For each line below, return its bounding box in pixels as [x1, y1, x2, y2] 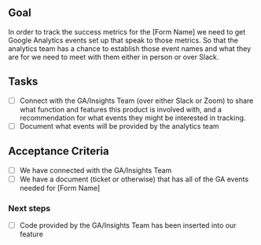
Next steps [8, 203, 51, 214]
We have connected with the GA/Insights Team [19, 165, 172, 175]
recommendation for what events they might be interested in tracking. [19, 113, 246, 122]
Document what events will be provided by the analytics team [19, 121, 219, 130]
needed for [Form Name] [19, 183, 101, 192]
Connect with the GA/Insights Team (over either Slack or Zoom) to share [19, 96, 254, 105]
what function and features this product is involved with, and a [19, 104, 222, 114]
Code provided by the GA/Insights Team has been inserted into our [19, 220, 237, 230]
